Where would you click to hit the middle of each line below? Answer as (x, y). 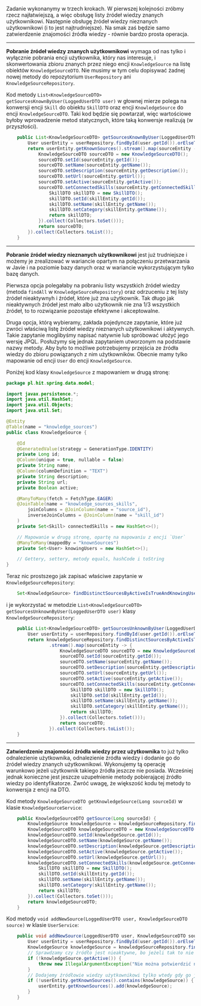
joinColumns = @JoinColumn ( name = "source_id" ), (89, 510)
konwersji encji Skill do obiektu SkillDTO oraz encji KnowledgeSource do (95, 107)
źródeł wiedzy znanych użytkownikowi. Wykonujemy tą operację (86, 764)
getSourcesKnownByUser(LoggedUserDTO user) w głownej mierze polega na (96, 101)
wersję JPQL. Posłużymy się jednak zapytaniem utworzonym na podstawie (98, 341)
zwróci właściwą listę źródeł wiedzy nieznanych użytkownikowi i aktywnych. (100, 329)
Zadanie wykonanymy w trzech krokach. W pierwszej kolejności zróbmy (95, 9)
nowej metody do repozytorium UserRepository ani (69, 77)
